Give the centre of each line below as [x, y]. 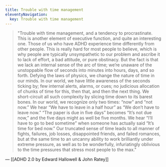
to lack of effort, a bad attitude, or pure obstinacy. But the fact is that [88, 60]
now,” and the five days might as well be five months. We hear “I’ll [85, 118]
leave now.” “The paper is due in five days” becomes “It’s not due [84, 113]
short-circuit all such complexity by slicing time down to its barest [85, 97]
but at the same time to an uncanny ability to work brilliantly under [85, 139]
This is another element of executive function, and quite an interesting [89, 38]
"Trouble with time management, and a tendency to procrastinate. [85, 33]
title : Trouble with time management [44, 10]
